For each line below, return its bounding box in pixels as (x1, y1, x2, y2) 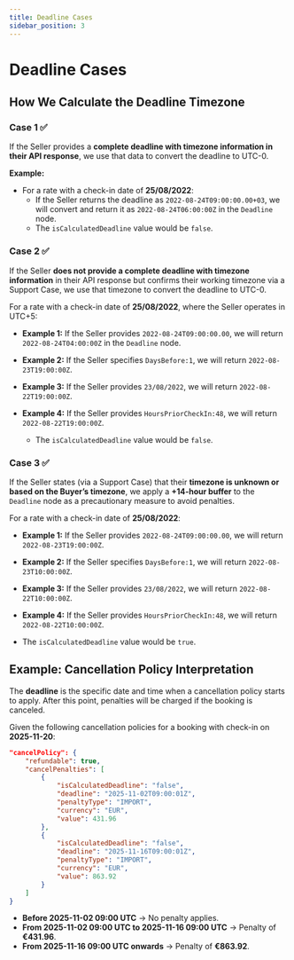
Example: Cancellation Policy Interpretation (9, 662, 254, 677)
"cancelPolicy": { (9, 748, 77, 757)
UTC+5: (9, 311, 38, 321)
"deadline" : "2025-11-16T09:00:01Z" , (56, 847, 197, 856)
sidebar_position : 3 (9, 21, 86, 30)
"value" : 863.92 (56, 871, 117, 881)
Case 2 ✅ (9, 245, 50, 257)
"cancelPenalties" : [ (25, 765, 104, 774)
